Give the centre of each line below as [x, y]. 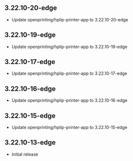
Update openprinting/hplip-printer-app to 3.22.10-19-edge [69, 47]
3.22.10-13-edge [30, 143]
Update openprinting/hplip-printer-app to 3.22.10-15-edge [69, 128]
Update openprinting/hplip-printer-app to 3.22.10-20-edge [70, 19]
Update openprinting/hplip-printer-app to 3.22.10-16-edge [69, 100]
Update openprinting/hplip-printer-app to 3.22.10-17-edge [69, 73]
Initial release [25, 154]
